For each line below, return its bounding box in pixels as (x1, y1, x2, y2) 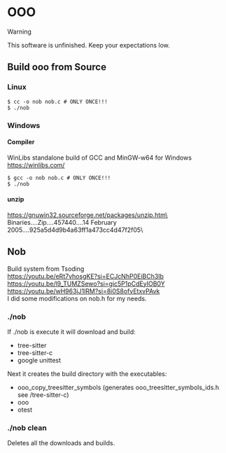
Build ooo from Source (7, 61, 107, 74)
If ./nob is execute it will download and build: (7, 328, 136, 336)
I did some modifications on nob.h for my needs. (7, 294, 147, 302)
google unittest (17, 356, 62, 365)
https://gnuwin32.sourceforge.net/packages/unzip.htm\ (7, 211, 168, 219)
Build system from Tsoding (7, 264, 85, 273)
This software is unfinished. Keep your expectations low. (7, 41, 170, 49)
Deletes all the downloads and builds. (7, 439, 115, 447)
